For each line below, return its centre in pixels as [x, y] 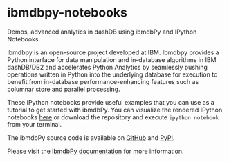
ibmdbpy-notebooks [67, 13]
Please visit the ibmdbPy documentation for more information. [95, 151]
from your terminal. [35, 124]
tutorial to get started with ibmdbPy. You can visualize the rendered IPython [115, 110]
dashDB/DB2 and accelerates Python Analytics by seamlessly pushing [107, 67]
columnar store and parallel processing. [64, 89]
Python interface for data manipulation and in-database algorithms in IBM [112, 59]
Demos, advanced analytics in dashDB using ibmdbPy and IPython [102, 32]
